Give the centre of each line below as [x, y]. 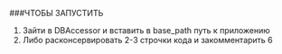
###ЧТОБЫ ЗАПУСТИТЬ [56, 13]
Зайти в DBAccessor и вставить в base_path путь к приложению [146, 30]
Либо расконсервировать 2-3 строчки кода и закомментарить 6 [147, 40]
